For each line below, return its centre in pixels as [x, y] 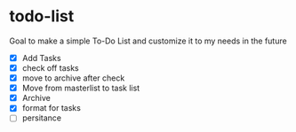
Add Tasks [41, 58]
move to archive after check [73, 78]
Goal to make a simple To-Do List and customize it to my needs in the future [148, 41]
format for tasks [52, 108]
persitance [42, 118]
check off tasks [50, 68]
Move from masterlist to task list [81, 88]
